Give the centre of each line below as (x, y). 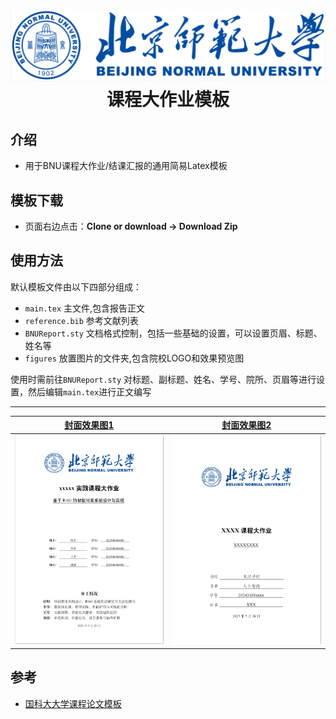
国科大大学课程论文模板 (73, 703)
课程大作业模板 (168, 100)
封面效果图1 (89, 425)
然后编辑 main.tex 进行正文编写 (89, 391)
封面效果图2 (246, 425)
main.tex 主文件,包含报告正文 (85, 308)
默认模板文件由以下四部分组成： (76, 286)
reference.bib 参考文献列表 (81, 320)
